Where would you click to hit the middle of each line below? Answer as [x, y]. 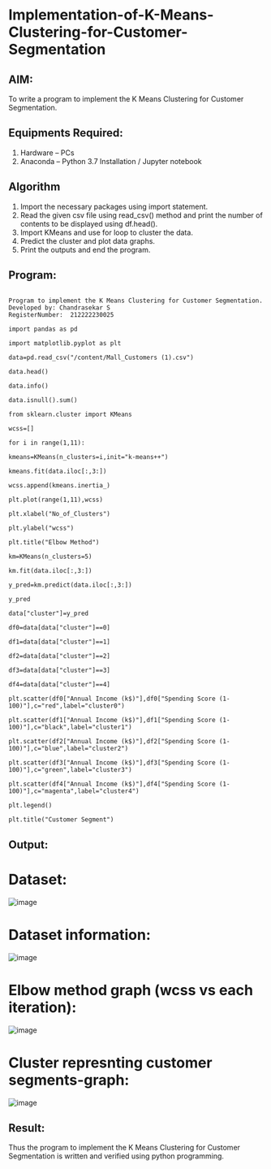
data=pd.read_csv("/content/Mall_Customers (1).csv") [101, 358]
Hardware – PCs [47, 153]
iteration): [43, 1007]
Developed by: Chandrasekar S [60, 308]
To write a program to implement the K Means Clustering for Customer [126, 99]
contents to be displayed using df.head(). [89, 223]
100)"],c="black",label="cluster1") [70, 727]
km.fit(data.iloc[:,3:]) [50, 571]
